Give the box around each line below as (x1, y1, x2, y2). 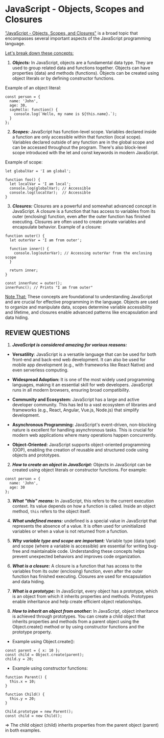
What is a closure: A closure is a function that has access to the (12, 563, 142, 568)
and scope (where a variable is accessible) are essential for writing (12, 543, 148, 549)
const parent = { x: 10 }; (5, 648, 60, 653)
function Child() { (5, 692, 45, 697)
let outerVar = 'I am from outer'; (9, 237, 82, 243)
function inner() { (9, 246, 49, 251)
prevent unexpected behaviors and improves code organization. (12, 553, 141, 559)
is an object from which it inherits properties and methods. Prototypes (12, 593, 154, 599)
